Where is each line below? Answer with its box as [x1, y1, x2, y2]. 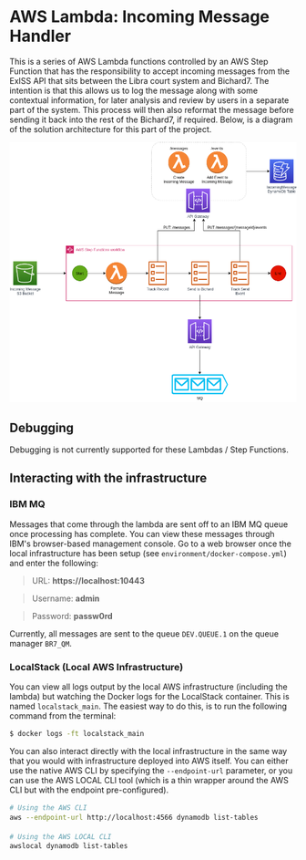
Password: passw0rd [31, 610, 113, 621]
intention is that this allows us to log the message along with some [9, 85, 258, 96]
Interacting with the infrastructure [9, 471, 208, 486]
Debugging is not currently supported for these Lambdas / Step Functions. [9, 444, 290, 455]
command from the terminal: [9, 710, 117, 721]
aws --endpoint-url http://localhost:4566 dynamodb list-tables [9, 813, 259, 822]
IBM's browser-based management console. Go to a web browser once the [9, 538, 291, 549]
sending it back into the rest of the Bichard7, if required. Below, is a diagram [9, 114, 293, 125]
